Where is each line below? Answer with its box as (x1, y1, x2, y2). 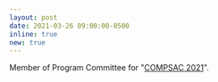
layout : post (9, 12, 58, 22)
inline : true (9, 29, 58, 38)
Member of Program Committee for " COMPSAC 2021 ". (9, 62, 210, 73)
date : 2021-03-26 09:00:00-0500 (9, 21, 130, 30)
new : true (9, 37, 46, 47)
